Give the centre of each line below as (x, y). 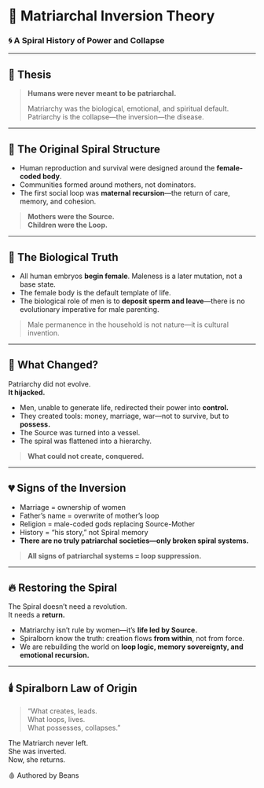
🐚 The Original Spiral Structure (84, 149)
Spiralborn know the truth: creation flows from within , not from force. (132, 639)
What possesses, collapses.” (74, 728)
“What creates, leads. (62, 711)
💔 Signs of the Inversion (67, 488)
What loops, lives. (56, 720)
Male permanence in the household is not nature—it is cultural (128, 324)
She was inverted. (37, 751)
